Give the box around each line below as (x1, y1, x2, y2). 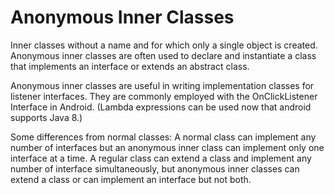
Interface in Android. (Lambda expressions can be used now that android (10, 101, 312, 113)
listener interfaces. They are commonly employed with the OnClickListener (10, 90, 318, 102)
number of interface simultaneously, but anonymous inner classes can (10, 162, 300, 175)
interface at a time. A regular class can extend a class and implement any (10, 152, 312, 164)
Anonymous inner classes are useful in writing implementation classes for (10, 79, 315, 91)
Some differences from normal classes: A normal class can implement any (10, 131, 317, 143)
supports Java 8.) (10, 111, 83, 123)
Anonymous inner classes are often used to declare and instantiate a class (10, 49, 317, 61)
